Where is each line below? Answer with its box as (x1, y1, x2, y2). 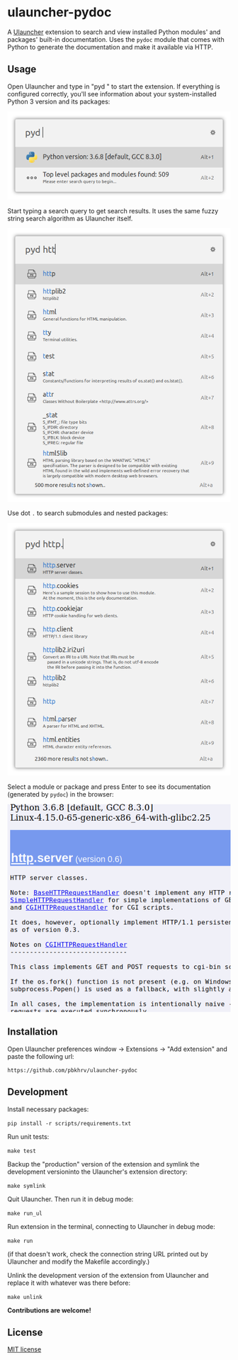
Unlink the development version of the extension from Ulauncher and (7, 1271, 209, 1279)
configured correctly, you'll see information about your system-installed (7, 89, 217, 98)
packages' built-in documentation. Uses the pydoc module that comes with (7, 35, 225, 43)
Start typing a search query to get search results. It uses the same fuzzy (7, 206, 218, 215)
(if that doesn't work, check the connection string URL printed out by (7, 1249, 208, 1258)
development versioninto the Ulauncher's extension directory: (7, 1167, 188, 1176)
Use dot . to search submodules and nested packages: (7, 508, 169, 517)
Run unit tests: (7, 1132, 50, 1141)
